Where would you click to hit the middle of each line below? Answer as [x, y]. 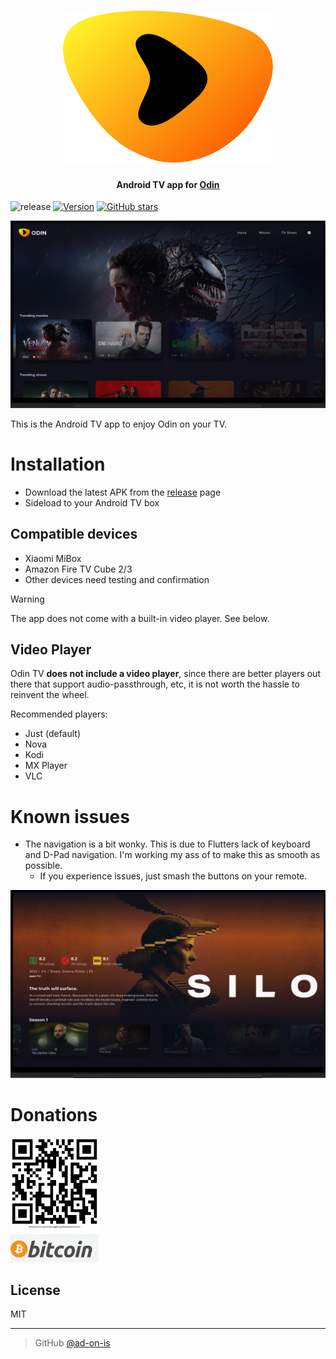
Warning [27, 599]
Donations [54, 1114]
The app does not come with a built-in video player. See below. [140, 618]
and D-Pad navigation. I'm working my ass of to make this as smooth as [172, 855]
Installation [58, 464]
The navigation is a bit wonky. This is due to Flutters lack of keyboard [167, 844]
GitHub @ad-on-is [72, 1343]
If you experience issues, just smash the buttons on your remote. [173, 876]
